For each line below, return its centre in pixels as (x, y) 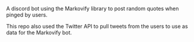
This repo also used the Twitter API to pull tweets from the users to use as (97, 26)
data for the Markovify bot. (39, 33)
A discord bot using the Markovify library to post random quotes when (93, 9)
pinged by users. (27, 15)
